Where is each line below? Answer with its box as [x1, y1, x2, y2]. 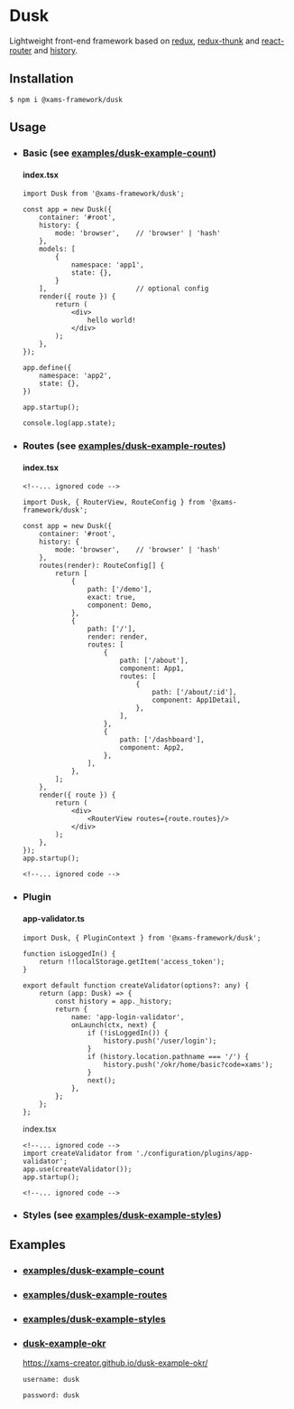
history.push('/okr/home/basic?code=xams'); [103, 1060, 273, 1069]
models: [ [39, 245, 76, 254]
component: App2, [119, 743, 185, 752]
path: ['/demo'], [87, 585, 152, 594]
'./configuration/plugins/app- [135, 1149, 253, 1158]
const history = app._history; [55, 997, 173, 1006]
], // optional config [39, 284, 209, 294]
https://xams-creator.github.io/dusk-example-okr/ [22, 1357, 208, 1368]
